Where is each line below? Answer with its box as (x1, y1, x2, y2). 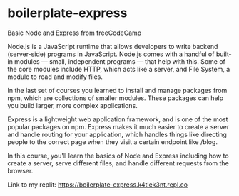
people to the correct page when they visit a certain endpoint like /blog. (7, 137, 218, 146)
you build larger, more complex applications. (7, 101, 138, 109)
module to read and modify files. (7, 72, 103, 81)
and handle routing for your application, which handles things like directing (7, 130, 227, 138)
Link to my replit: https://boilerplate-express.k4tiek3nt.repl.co (7, 180, 188, 189)
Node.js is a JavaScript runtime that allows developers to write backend (7, 42, 218, 50)
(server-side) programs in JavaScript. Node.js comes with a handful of (7, 50, 215, 58)
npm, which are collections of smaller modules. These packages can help (7, 94, 224, 102)
